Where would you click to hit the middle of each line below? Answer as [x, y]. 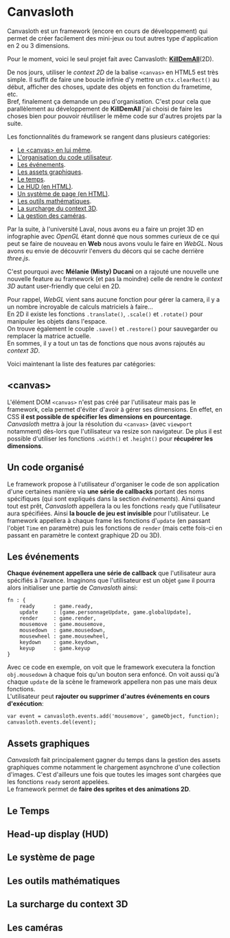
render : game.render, [58, 618]
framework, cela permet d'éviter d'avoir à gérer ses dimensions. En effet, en [115, 409]
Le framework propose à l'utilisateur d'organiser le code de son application [113, 484]
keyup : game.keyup [55, 649]
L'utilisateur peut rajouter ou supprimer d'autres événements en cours [108, 696]
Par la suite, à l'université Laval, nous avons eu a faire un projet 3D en [105, 229]
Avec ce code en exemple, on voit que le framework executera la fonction [111, 667]
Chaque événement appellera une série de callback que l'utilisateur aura [112, 573]
